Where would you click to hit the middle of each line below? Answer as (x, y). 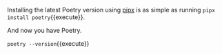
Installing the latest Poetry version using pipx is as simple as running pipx (111, 10)
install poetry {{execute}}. (46, 17)
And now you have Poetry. (44, 30)
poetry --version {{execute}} (48, 43)
